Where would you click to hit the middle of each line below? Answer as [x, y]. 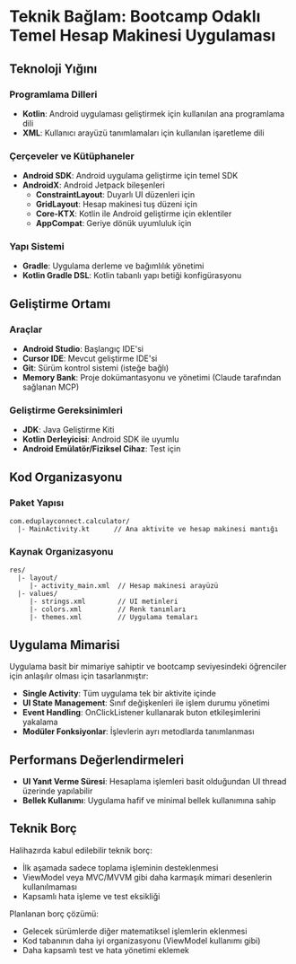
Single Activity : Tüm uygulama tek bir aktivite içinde [119, 694]
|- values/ [38, 594]
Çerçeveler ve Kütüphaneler [72, 156]
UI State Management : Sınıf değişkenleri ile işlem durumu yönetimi [146, 703]
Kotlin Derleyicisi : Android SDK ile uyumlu [100, 439]
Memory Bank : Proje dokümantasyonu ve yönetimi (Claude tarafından [152, 378]
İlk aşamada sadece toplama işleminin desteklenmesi [120, 867]
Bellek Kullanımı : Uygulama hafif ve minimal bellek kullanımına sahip [149, 801]
